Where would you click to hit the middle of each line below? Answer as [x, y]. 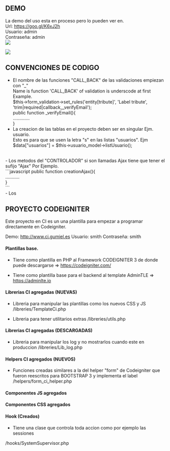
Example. [22, 96]
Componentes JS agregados [36, 393]
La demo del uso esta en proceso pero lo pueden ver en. [65, 20]
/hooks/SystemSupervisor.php [37, 443]
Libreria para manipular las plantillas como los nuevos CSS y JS [79, 303]
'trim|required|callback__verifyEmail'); [52, 107]
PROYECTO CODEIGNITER [48, 209]
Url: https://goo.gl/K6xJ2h [33, 26]
